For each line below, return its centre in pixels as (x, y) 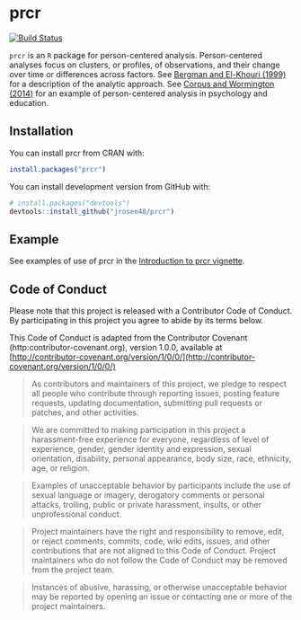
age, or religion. (60, 468)
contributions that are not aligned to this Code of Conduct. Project (154, 550)
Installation (41, 132)
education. (29, 102)
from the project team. (73, 570)
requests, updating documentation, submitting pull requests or (147, 403)
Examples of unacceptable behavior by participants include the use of (161, 485)
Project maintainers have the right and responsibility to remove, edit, (158, 531)
